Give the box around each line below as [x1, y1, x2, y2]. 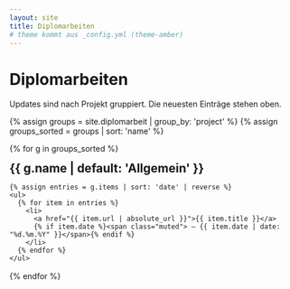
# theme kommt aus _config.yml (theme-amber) [9, 30, 183, 39]
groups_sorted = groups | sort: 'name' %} [9, 126, 164, 136]
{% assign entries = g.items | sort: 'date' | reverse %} [9, 182, 232, 192]
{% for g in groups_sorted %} [9, 144, 119, 154]
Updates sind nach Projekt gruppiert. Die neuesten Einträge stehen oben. [9, 98, 282, 109]
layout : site [9, 13, 59, 23]
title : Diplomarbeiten [9, 22, 95, 31]
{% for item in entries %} [17, 199, 119, 208]
